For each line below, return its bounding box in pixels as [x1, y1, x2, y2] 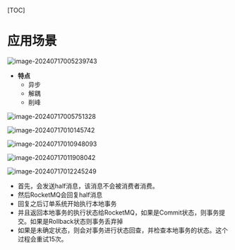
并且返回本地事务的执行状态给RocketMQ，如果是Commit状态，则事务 [17, 208, 219, 217]
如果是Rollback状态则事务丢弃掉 [30, 217, 123, 225]
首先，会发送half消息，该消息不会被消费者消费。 [17, 181, 159, 190]
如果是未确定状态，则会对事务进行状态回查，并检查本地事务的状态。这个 [17, 226, 228, 234]
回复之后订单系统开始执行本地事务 [17, 199, 117, 208]
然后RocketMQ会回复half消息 [17, 191, 103, 199]
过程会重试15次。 [17, 234, 68, 243]
